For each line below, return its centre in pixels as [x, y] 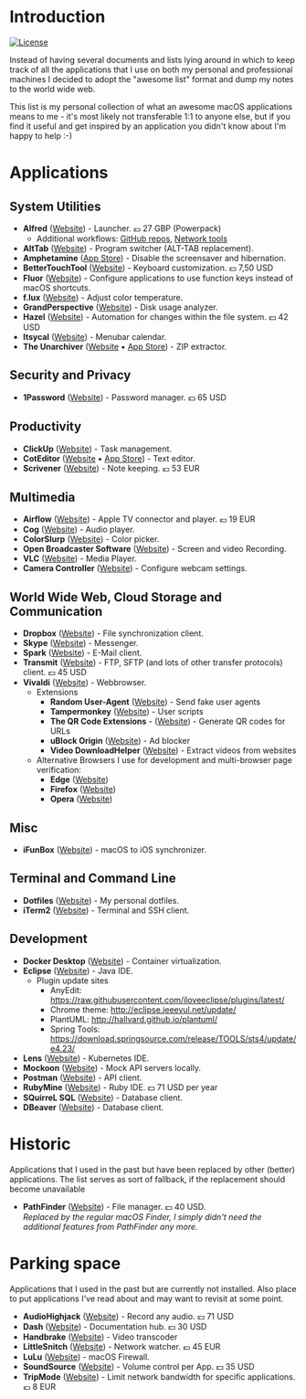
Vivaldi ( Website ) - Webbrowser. [84, 683]
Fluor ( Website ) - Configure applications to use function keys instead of [158, 278]
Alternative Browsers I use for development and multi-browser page [164, 760]
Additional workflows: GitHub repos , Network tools [132, 238]
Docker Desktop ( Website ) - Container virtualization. [122, 960]
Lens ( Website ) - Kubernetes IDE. [86, 1058]
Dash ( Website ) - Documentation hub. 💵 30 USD [115, 1326]
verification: [59, 770]
